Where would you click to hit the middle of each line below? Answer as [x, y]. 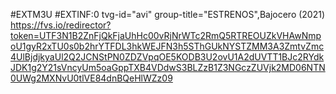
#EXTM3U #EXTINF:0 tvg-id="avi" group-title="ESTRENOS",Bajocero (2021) [168, 14]
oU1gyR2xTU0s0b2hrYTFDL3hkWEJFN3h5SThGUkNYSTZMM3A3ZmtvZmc [167, 46]
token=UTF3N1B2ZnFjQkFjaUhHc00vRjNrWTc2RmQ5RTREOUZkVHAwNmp [166, 35]
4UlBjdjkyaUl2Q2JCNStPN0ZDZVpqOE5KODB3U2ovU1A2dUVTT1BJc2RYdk [167, 57]
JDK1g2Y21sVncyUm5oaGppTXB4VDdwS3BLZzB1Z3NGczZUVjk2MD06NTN [168, 67]
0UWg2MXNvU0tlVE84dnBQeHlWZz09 [91, 78]
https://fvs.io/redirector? [61, 25]
